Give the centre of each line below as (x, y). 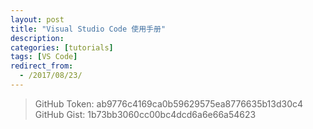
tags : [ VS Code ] (44, 57)
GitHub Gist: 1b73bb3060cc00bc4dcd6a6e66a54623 (145, 114)
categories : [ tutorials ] (62, 47)
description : (37, 38)
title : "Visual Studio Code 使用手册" (88, 29)
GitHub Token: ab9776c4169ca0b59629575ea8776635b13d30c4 (169, 103)
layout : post (37, 19)
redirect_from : (42, 66)
